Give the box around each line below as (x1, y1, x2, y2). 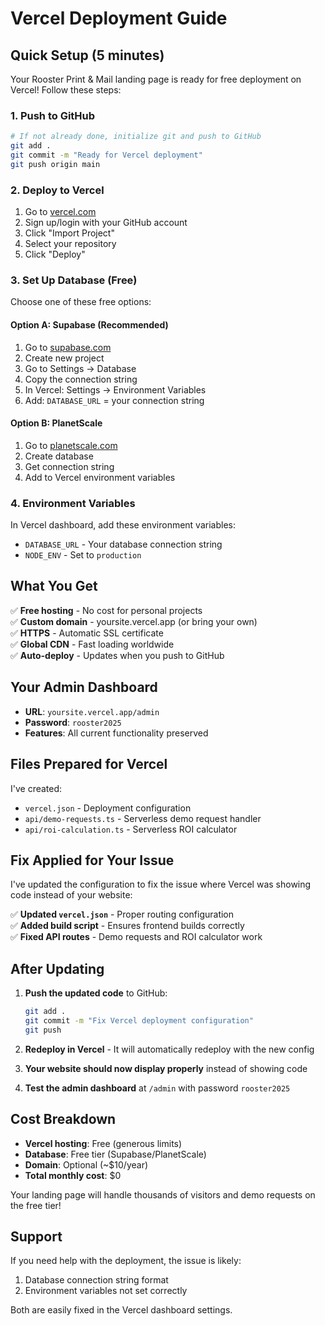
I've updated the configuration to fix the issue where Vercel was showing (10, 878, 312, 891)
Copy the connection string (24, 373, 138, 385)
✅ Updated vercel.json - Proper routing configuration (10, 908, 235, 921)
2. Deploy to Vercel (10, 183, 105, 197)
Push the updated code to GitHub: (24, 987, 168, 999)
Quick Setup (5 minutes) (10, 47, 165, 64)
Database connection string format (24, 1274, 169, 1286)
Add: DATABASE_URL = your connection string (24, 394, 205, 406)
